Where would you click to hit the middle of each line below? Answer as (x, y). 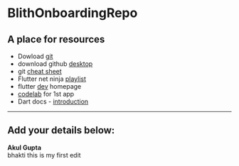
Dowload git (35, 56)
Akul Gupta (24, 148)
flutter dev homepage (49, 86)
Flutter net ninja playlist (52, 79)
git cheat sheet (39, 71)
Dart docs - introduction (53, 101)
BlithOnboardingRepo (73, 13)
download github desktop (55, 64)
